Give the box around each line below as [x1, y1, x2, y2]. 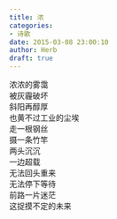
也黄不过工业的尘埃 [9, 112, 80, 123]
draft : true [9, 54, 53, 63]
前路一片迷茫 [9, 190, 56, 200]
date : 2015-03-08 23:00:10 [9, 37, 109, 47]
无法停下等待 [9, 178, 56, 189]
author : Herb [9, 46, 58, 55]
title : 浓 [9, 12, 44, 22]
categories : [9, 21, 53, 30]
